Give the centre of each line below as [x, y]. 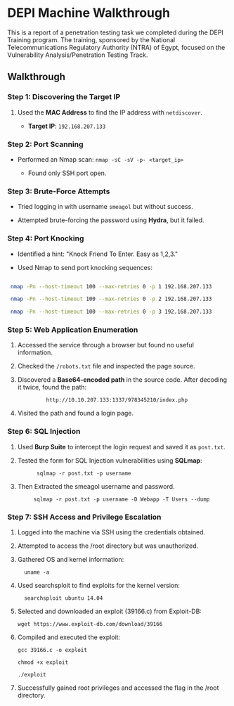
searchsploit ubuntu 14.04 [64, 598]
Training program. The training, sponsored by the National [91, 39]
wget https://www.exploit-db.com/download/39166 [90, 624]
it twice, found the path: [52, 387]
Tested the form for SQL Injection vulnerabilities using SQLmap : [110, 460]
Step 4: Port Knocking [46, 238]
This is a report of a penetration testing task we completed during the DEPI [115, 32]
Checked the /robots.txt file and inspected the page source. [106, 366]
